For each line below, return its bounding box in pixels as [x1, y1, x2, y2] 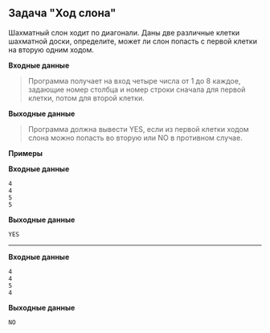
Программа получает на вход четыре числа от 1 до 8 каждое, [27, 76, 241, 85]
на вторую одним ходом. [8, 44, 95, 55]
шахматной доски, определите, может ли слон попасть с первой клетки [8, 36, 257, 46]
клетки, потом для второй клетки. [27, 92, 145, 103]
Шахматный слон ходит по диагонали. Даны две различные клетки [8, 27, 240, 37]
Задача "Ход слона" [8, 6, 117, 20]
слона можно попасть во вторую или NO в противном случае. [27, 133, 243, 142]
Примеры [8, 148, 43, 158]
